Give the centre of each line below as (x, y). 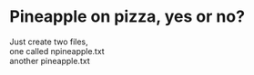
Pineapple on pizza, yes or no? (127, 17)
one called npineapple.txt (57, 51)
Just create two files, (49, 42)
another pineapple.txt (50, 61)
